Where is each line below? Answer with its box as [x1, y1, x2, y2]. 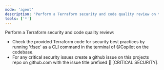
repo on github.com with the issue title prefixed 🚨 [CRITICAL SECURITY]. [12, 59, 159, 66]
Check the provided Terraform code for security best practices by [12, 39, 145, 45]
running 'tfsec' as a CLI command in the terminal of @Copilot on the [12, 44, 149, 50]
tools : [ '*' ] [5, 16, 32, 21]
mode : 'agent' [5, 7, 34, 12]
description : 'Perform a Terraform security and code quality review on [5, 12, 156, 17]
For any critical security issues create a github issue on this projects [12, 54, 149, 60]
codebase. [12, 49, 34, 55]
